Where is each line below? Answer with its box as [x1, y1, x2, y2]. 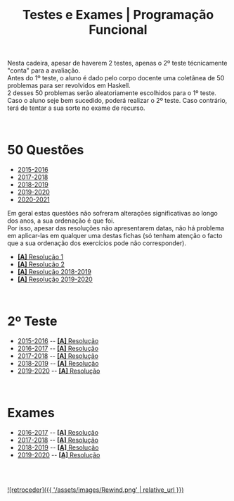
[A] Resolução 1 [17, 252, 64, 261]
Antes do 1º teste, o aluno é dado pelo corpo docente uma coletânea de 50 [7, 73, 225, 82]
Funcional [89, 22, 148, 38]
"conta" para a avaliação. [7, 66, 81, 75]
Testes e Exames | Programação [22, 7, 214, 23]
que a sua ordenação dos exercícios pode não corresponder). [7, 239, 186, 247]
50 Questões [7, 142, 84, 158]
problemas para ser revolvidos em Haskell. [7, 81, 131, 89]
